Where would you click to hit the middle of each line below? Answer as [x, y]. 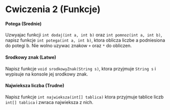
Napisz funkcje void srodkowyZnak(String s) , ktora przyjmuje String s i [81, 68]
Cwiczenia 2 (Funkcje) [53, 9]
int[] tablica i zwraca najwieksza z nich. [49, 102]
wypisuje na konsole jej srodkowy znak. [47, 74]
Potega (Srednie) [24, 23]
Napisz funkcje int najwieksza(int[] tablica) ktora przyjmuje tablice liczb [84, 97]
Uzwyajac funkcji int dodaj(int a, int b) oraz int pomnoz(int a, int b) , [84, 35]
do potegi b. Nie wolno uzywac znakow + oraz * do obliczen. [69, 46]
